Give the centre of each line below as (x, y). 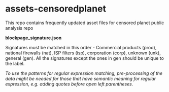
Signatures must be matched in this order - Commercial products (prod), (81, 47)
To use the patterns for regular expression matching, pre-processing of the (84, 73)
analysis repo (19, 28)
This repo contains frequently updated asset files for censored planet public (85, 23)
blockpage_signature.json (33, 38)
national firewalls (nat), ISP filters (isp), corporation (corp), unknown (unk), (83, 53)
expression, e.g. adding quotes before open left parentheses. (69, 84)
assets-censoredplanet (56, 9)
